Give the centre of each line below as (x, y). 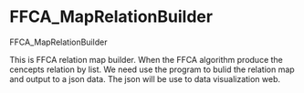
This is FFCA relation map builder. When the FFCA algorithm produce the (146, 59)
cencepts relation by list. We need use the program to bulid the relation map (152, 69)
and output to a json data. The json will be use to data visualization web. (145, 78)
